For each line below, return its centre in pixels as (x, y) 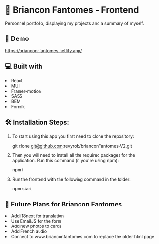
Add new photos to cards (37, 226)
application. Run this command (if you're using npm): (65, 161)
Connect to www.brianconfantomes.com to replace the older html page (83, 237)
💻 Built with (24, 66)
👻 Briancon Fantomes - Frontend (72, 10)
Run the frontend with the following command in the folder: (71, 179)
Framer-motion (26, 91)
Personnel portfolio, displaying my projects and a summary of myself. (75, 23)
